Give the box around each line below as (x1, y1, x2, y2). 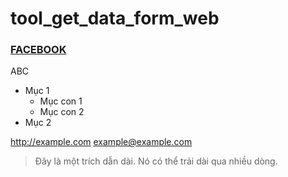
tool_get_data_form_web (10, 7, 220, 30)
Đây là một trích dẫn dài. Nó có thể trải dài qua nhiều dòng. (34, 155, 278, 167)
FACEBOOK (10, 43, 67, 57)
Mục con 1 (39, 95, 83, 107)
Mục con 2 (39, 106, 85, 118)
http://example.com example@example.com (10, 136, 193, 148)
